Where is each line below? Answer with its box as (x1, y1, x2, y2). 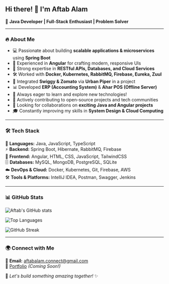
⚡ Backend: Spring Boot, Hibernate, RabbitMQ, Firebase (5, 146, 122, 152)
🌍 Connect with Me (5, 244, 54, 251)
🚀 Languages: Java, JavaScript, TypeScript (5, 141, 96, 147)
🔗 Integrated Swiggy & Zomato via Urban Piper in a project (12, 79, 136, 85)
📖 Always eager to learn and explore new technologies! (12, 91, 127, 97)
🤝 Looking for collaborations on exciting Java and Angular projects (12, 102, 153, 108)
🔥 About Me (5, 36, 35, 43)
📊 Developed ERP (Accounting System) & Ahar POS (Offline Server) (12, 84, 157, 90)
